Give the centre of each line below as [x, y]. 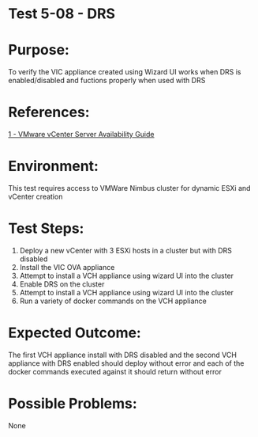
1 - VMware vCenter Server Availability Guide [81, 135]
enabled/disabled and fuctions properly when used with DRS [107, 81]
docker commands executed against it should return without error [115, 371]
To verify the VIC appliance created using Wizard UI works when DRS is [125, 72]
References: [49, 112]
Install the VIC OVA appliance [67, 267]
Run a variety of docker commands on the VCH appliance [113, 301]
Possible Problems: [73, 404]
